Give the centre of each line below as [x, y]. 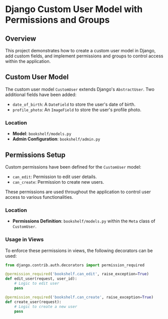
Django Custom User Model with [74, 9]
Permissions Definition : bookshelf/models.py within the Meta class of [84, 221]
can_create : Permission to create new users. [58, 182]
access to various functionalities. [39, 197]
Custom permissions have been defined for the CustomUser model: [73, 167]
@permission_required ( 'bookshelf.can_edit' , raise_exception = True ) [77, 274]
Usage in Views [25, 240]
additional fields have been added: [41, 95]
